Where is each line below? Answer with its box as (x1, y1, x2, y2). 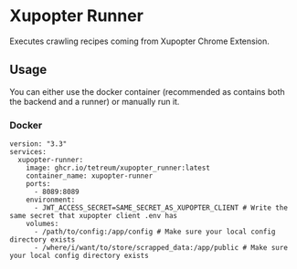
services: (9, 148, 48, 157)
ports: (26, 180, 51, 189)
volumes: (26, 220, 59, 229)
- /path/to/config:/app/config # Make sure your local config (33, 227, 276, 237)
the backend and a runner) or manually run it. (9, 96, 180, 107)
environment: (26, 195, 76, 205)
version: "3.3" (9, 140, 68, 149)
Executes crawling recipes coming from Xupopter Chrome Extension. (9, 36, 270, 47)
